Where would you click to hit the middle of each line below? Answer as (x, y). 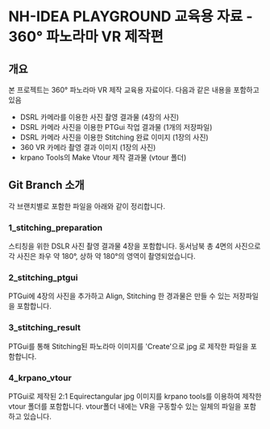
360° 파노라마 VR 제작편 (86, 37)
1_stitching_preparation (56, 227)
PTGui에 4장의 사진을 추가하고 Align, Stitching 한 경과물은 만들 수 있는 (120, 296)
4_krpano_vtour (40, 377)
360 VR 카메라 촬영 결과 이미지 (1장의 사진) (88, 147)
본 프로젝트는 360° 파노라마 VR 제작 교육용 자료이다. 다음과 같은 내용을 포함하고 (134, 90)
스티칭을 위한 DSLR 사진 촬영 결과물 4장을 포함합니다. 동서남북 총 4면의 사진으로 (135, 246)
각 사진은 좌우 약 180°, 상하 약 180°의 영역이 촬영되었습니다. (102, 256)
